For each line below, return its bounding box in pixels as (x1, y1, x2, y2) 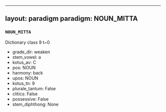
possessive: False (12, 96, 49, 102)
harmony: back (12, 70, 43, 75)
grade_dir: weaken (12, 49, 50, 55)
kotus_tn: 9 (12, 80, 35, 86)
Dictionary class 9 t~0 (5, 39, 50, 45)
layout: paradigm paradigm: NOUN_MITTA (5, 14, 138, 23)
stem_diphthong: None (12, 101, 59, 107)
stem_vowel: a (12, 54, 41, 60)
